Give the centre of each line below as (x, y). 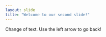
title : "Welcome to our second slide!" (48, 15)
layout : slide (20, 10)
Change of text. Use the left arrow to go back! (54, 29)
